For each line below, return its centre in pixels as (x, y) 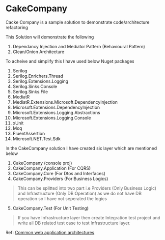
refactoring (17, 27)
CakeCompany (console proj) (42, 163)
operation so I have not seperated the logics (62, 198)
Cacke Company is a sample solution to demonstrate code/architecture (78, 22)
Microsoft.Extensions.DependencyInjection (56, 107)
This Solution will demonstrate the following (50, 37)
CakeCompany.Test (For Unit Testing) (51, 208)
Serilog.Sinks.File (30, 91)
